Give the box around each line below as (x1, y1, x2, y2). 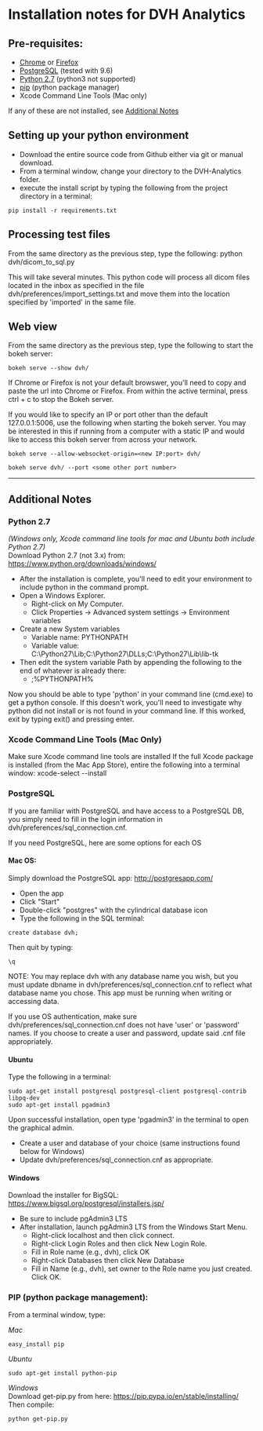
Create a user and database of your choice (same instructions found (19, 1138, 240, 1148)
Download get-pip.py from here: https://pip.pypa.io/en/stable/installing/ (8, 1391, 239, 1400)
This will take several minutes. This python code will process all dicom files (8, 272, 250, 282)
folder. (19, 174, 41, 184)
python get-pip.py (8, 1415, 68, 1422)
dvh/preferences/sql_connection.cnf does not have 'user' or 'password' (8, 1020, 240, 1029)
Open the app (19, 889, 64, 898)
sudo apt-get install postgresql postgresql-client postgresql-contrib (8, 1087, 247, 1096)
